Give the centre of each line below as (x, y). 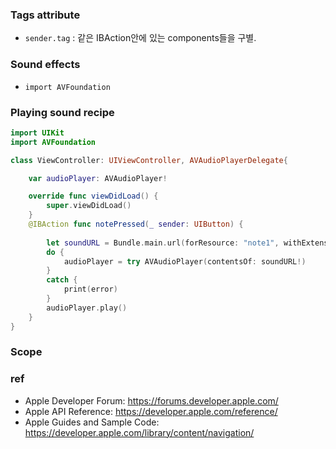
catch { (62, 280)
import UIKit (37, 133)
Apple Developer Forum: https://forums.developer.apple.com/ (151, 400)
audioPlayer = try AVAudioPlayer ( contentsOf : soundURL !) (185, 261)
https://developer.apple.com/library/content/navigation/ (139, 432)
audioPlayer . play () (87, 308)
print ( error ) (90, 289)
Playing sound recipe (62, 112)
